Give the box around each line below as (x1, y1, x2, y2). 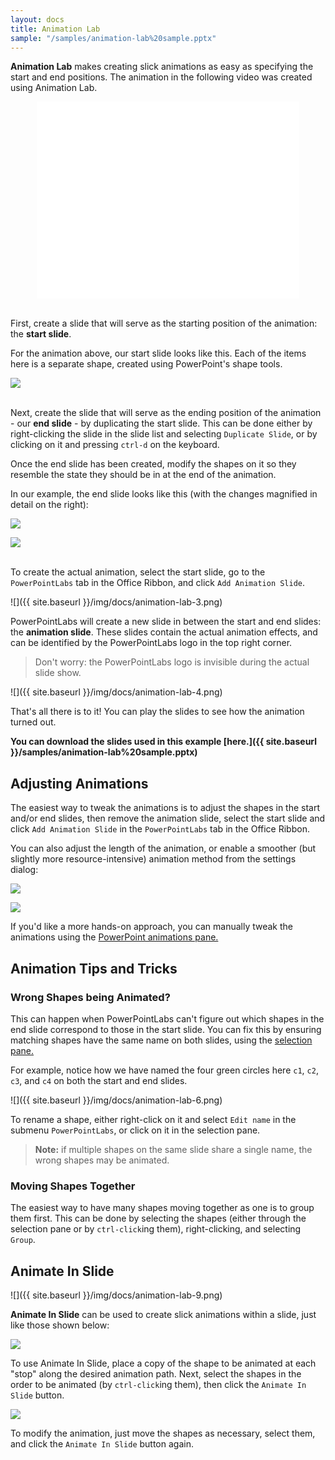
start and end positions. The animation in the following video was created (10, 71, 313, 83)
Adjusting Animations (10, 775, 149, 792)
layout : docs (10, 14, 65, 25)
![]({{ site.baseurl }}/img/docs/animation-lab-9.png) (10, 1289, 223, 1301)
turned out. (10, 716, 57, 728)
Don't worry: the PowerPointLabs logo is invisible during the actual (34, 656, 310, 668)
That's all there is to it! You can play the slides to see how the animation (10, 706, 305, 718)
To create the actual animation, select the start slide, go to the (10, 566, 266, 578)
